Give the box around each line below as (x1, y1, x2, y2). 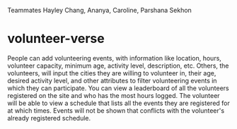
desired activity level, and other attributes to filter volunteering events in (7, 76, 217, 85)
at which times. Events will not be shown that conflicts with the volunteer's (7, 106, 225, 115)
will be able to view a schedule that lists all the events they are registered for (7, 99, 230, 107)
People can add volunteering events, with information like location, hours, (7, 54, 221, 62)
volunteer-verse (7, 31, 105, 47)
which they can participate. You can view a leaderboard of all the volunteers (7, 84, 229, 92)
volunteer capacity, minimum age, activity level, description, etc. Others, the (7, 61, 229, 70)
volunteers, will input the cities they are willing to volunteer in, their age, (7, 68, 216, 77)
